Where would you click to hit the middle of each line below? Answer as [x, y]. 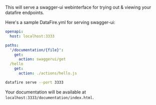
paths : [12, 45]
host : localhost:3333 [32, 36]
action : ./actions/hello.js [48, 73]
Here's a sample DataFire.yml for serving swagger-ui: [60, 22]
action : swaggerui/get [42, 59]
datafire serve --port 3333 [34, 82]
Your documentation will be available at [46, 92]
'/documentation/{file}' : [37, 50]
